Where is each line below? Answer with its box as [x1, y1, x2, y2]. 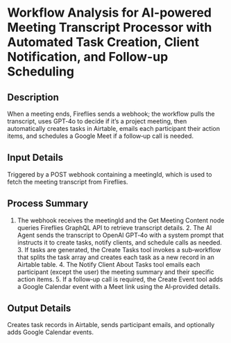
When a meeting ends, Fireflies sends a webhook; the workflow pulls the [7, 109, 215, 118]
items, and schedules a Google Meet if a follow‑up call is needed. [7, 132, 194, 140]
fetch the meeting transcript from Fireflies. [7, 177, 128, 186]
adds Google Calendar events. [7, 328, 94, 337]
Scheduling [7, 64, 75, 80]
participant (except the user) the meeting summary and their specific [17, 267, 215, 276]
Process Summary [7, 197, 89, 209]
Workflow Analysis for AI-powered [7, 5, 212, 21]
